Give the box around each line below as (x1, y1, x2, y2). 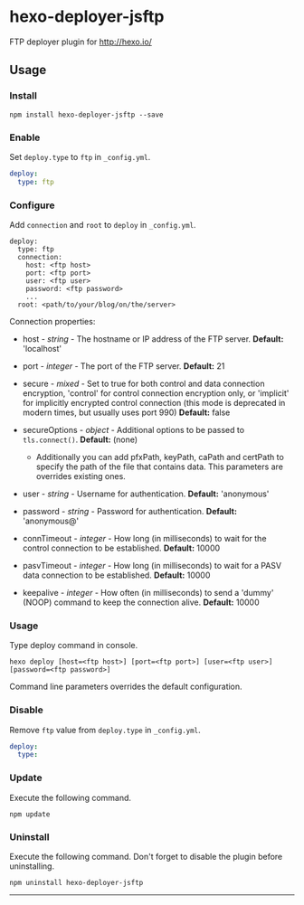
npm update (9, 809, 51, 819)
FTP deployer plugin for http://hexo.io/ (9, 36, 152, 47)
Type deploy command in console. (9, 640, 138, 651)
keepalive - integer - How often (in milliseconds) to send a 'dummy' (22, 587, 274, 598)
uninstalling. (9, 861, 55, 872)
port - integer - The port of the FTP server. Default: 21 (22, 360, 225, 372)
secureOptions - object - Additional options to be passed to (22, 424, 245, 435)
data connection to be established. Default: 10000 (22, 570, 211, 580)
